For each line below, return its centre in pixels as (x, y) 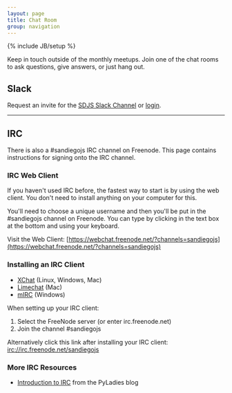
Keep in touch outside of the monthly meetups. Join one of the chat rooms (113, 60)
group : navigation (33, 26)
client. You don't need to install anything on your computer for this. (102, 198)
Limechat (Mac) (39, 287)
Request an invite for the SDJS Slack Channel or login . (84, 105)
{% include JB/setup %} (41, 46)
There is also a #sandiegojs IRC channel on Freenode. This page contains (112, 150)
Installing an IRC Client (46, 265)
